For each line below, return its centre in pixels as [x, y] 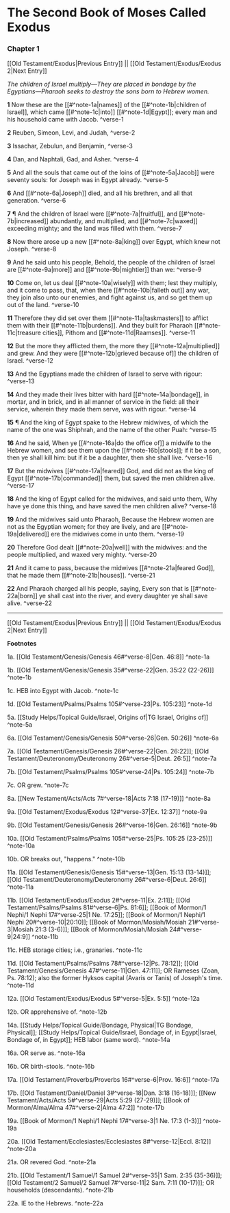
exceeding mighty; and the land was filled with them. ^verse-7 [95, 229]
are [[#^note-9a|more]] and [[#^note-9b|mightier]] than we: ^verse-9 [104, 270]
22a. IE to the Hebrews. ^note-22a [55, 1203]
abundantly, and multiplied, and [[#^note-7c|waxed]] [124, 221]
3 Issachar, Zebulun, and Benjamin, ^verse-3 [70, 146]
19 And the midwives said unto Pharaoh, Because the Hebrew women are [111, 519]
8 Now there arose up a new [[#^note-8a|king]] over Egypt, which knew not [114, 242]
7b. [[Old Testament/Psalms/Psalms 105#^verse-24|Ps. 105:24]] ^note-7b [111, 772]
